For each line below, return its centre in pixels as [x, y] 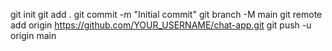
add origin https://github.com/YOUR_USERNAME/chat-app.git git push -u [161, 25]
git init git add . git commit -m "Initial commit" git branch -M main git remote [166, 14]
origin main [33, 35]
